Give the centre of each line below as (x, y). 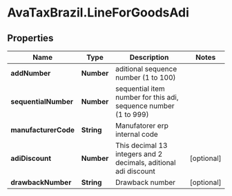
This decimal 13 (141, 145)
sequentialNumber (42, 101)
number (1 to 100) (145, 77)
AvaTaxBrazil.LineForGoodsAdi (98, 13)
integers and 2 (139, 154)
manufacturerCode (42, 130)
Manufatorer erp (142, 126)
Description (149, 57)
